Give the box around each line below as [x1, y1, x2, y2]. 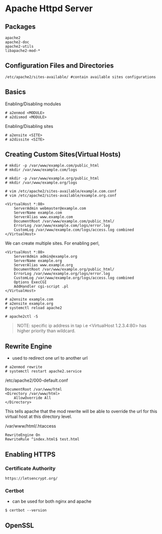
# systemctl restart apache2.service [5, 369, 82, 374]
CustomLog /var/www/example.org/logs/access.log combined [14, 275, 134, 281]
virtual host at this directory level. [5, 413, 72, 419]
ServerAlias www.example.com [14, 215, 73, 219]
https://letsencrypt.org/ [5, 476, 58, 481]
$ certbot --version [5, 508, 47, 513]
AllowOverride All [14, 395, 51, 401]
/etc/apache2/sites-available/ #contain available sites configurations [5, 74, 156, 79]
